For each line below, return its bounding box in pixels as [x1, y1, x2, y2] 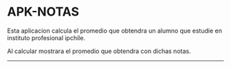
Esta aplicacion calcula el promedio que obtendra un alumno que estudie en [7, 27, 222, 35]
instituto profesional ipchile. [7, 33, 86, 41]
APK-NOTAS [7, 4, 80, 20]
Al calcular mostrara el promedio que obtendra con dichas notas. [7, 47, 191, 55]
